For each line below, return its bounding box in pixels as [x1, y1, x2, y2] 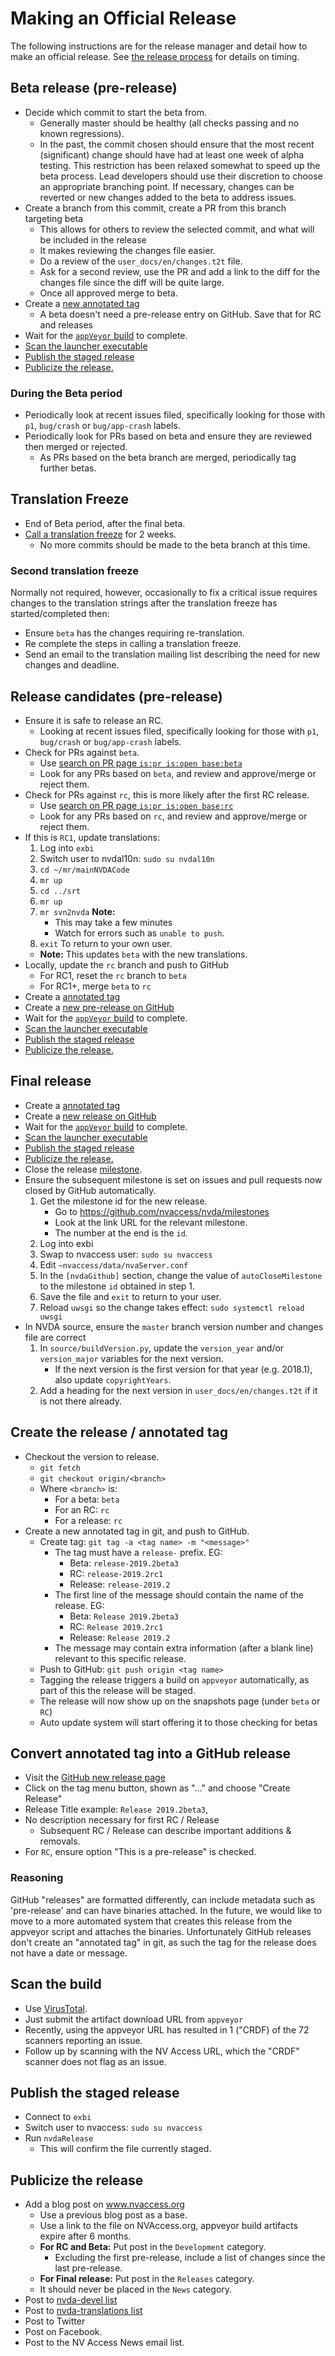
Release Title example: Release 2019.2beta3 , [24, 1803, 209, 1816]
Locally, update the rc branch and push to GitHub [24, 958, 229, 971]
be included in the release [39, 233, 147, 246]
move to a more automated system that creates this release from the [10, 1915, 293, 1927]
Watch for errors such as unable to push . [54, 927, 225, 939]
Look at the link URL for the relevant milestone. [54, 1216, 248, 1228]
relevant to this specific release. [54, 1652, 187, 1664]
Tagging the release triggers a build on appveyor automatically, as [39, 1673, 310, 1686]
